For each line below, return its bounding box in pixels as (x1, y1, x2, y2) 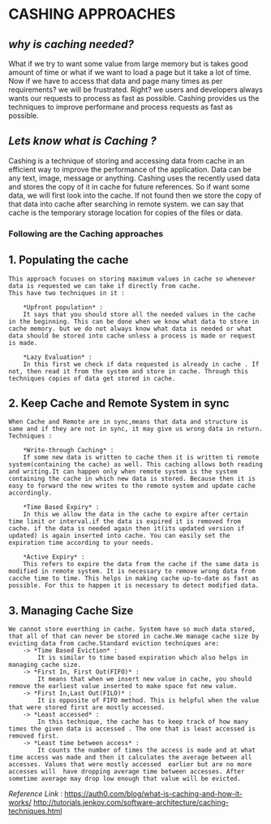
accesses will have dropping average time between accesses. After (8, 768, 245, 776)
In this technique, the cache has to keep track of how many (37, 717, 249, 726)
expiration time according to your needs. (8, 538, 154, 547)
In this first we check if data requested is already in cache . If (23, 360, 260, 368)
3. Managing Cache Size (8, 604, 134, 617)
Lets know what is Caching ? (8, 134, 157, 148)
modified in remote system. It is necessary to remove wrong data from (8, 567, 256, 576)
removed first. (8, 732, 60, 740)
